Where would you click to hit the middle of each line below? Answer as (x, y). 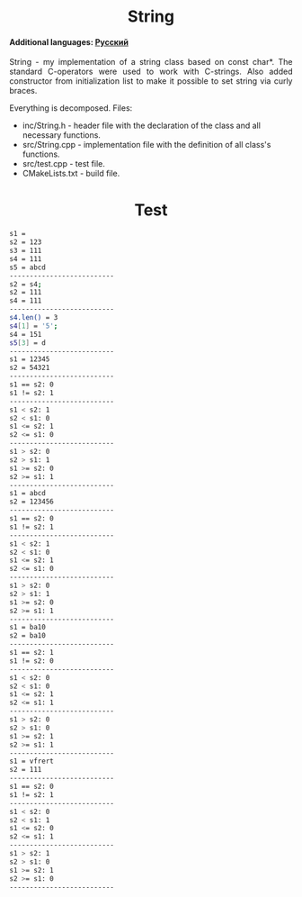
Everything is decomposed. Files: (71, 108)
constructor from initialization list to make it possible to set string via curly (151, 81)
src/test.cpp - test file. (64, 164)
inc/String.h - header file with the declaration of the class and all (141, 126)
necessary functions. (62, 135)
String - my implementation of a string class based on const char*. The (151, 62)
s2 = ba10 (28, 636)
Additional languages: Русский (69, 41)
